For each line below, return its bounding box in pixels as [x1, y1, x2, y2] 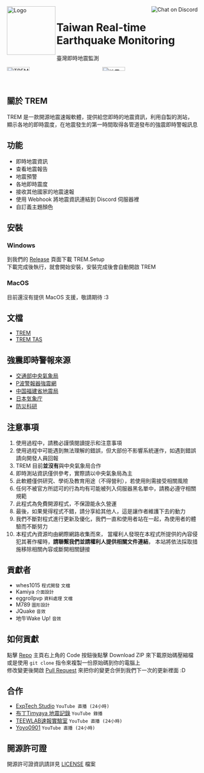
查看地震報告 [15, 165, 48, 172]
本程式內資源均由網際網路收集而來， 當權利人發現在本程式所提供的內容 [15, 530, 192, 537]
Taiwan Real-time [56, 21, 146, 35]
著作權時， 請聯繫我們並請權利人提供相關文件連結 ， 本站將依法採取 [26, 537, 192, 545]
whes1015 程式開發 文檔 [15, 581, 70, 588]
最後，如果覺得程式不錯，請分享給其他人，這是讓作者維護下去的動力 [15, 507, 186, 515]
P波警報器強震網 [15, 380, 57, 387]
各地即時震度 [15, 180, 48, 188]
